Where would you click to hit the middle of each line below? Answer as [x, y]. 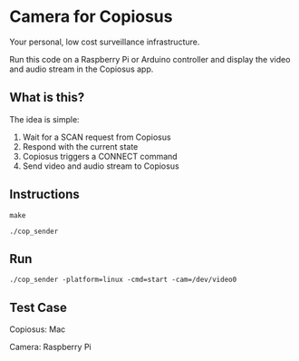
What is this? [47, 98]
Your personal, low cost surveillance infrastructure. [105, 42]
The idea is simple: [44, 119]
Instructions [44, 195]
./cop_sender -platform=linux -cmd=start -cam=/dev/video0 [123, 280]
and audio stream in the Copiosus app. [82, 69]
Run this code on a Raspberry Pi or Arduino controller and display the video [150, 59]
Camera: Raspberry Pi [51, 347]
